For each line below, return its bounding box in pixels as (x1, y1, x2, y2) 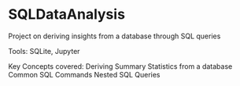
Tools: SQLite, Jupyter (8, 46, 80, 56)
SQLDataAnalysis (8, 5, 126, 23)
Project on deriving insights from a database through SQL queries (8, 31, 221, 41)
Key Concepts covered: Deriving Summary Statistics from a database (8, 61, 233, 71)
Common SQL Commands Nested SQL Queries (8, 70, 161, 79)
